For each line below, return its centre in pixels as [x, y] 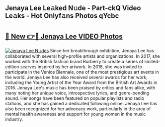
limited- [152, 62]
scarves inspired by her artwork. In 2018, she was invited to [81, 67]
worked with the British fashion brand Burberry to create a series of [74, 62]
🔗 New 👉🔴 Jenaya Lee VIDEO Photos [64, 36]
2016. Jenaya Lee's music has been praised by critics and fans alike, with [80, 88]
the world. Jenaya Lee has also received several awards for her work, [76, 77]
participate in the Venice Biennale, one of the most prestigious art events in [82, 72]
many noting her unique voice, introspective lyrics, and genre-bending [77, 93]
